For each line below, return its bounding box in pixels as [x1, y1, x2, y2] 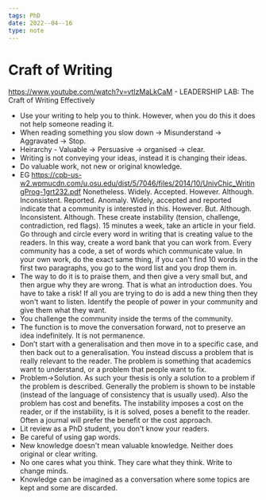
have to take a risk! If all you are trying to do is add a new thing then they [19, 288, 258, 299]
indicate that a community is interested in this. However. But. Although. [19, 204, 252, 213]
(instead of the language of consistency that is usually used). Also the [19, 390, 249, 400]
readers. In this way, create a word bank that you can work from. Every [19, 238, 253, 248]
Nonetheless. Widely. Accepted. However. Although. [83, 187, 254, 197]
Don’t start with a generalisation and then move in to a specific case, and [19, 339, 259, 349]
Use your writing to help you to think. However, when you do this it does [19, 111, 256, 120]
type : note [8, 26, 44, 34]
